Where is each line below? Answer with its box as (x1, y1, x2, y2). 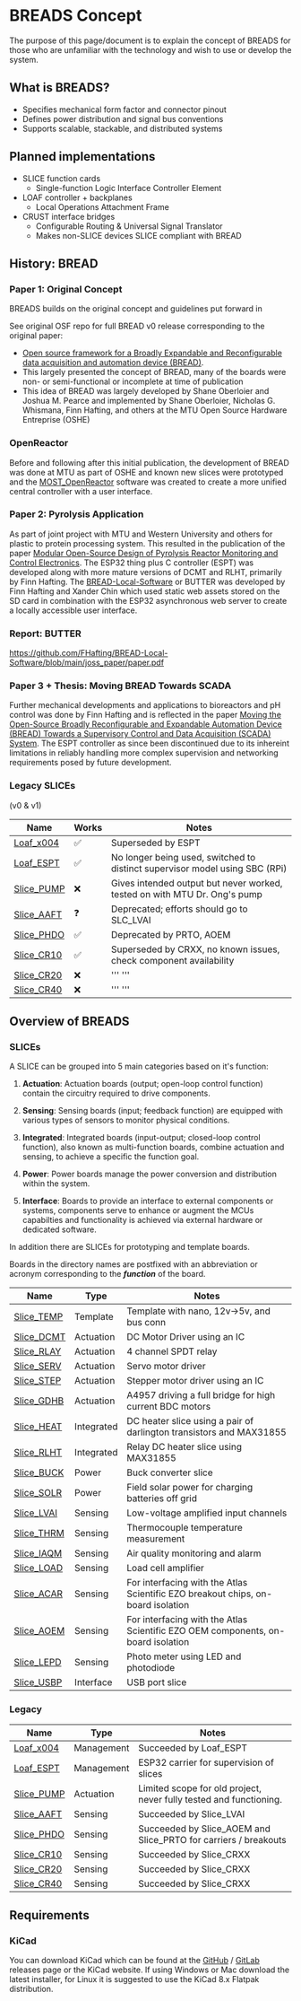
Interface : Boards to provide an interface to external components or (21, 1195, 274, 1207)
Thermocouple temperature (126, 1522, 244, 1534)
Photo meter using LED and (126, 1650, 242, 1663)
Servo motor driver (126, 1360, 206, 1373)
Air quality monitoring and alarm (126, 1547, 262, 1560)
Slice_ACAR (13, 1587, 63, 1600)
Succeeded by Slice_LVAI (138, 1807, 245, 1820)
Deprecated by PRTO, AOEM (110, 928, 231, 940)
